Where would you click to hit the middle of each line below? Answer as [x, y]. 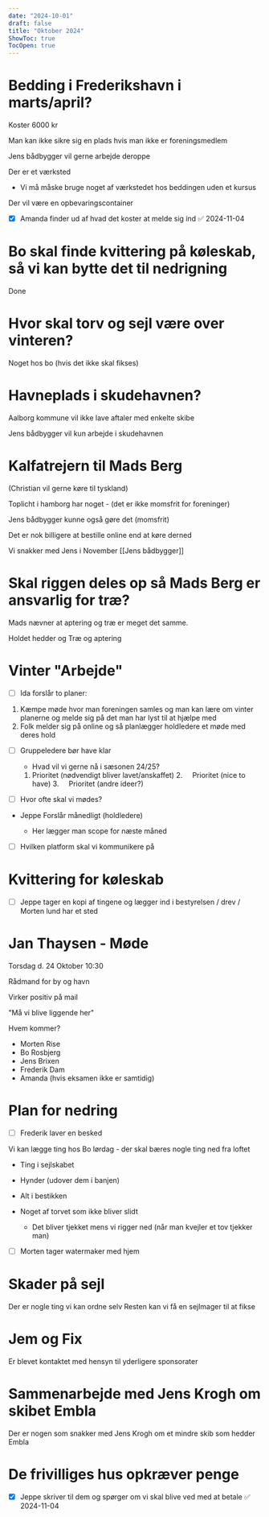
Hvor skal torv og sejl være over [116, 324]
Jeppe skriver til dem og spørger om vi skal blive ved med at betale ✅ [135, 1496]
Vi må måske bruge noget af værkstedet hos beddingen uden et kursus [138, 188]
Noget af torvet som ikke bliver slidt [79, 1211]
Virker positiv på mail [43, 997]
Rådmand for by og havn [49, 981]
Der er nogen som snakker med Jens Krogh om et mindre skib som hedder [132, 1433]
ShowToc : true [32, 38]
